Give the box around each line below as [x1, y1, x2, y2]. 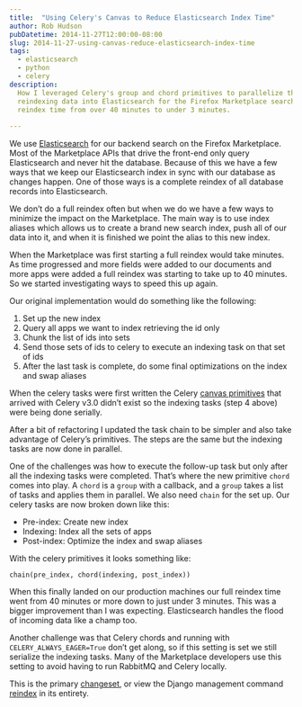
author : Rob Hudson [9, 22, 83, 31]
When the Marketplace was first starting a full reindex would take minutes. [9, 249, 285, 261]
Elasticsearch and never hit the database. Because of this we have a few [9, 157, 278, 168]
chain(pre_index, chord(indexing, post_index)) [9, 570, 191, 580]
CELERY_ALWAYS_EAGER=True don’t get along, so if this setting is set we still [9, 642, 277, 653]
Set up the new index [22, 313, 102, 324]
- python [17, 64, 50, 73]
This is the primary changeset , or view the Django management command [9, 678, 284, 689]
